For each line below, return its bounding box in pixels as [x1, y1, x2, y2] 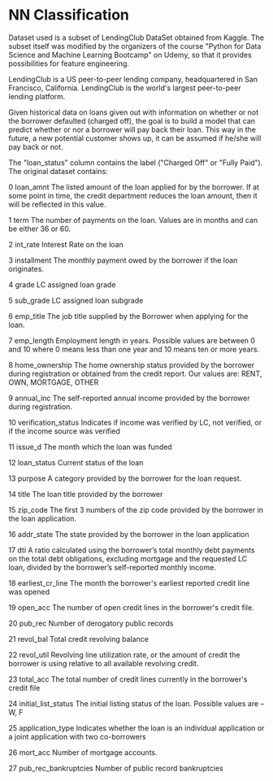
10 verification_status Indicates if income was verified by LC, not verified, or [8, 417, 262, 427]
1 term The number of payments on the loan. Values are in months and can [8, 215, 258, 225]
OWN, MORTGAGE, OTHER [8, 377, 99, 387]
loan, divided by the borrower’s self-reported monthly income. [8, 562, 217, 572]
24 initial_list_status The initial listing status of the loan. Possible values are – [8, 698, 265, 709]
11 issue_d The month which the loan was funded [8, 442, 172, 452]
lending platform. [8, 91, 66, 101]
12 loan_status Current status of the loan [8, 457, 144, 467]
